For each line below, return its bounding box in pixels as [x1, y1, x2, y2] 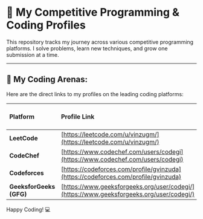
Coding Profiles [6, 18, 86, 32]
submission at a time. [6, 51, 59, 58]
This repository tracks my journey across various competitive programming [6, 38, 194, 45]
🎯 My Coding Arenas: [6, 74, 88, 85]
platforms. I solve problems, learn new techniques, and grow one [6, 45, 168, 52]
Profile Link [60, 112, 95, 120]
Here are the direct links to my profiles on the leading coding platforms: [6, 90, 184, 97]
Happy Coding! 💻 [6, 206, 51, 213]
